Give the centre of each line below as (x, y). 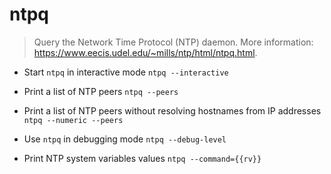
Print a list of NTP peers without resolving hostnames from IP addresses (172, 110)
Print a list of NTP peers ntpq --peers (101, 91)
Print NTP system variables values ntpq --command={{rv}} (142, 158)
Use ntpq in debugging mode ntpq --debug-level (125, 139)
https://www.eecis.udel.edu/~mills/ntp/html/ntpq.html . (145, 52)
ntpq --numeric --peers (73, 120)
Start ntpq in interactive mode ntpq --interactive (126, 72)
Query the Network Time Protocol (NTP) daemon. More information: (173, 42)
